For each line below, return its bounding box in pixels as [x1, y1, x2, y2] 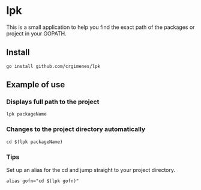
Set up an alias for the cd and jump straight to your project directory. [6, 167, 176, 174]
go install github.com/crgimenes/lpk [6, 63, 101, 69]
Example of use [6, 79, 65, 90]
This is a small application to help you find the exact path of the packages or [6, 23, 195, 31]
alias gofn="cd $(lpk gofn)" [6, 178, 79, 184]
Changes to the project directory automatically [6, 125, 146, 133]
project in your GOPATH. [6, 29, 67, 37]
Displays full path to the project [6, 97, 100, 106]
